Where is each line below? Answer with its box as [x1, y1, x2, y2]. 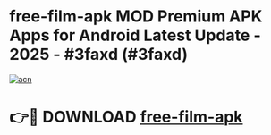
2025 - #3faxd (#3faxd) [9, 45, 189, 64]
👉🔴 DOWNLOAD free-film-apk [9, 107, 243, 127]
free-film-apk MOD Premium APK [9, 6, 263, 27]
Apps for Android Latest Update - [9, 25, 261, 46]
